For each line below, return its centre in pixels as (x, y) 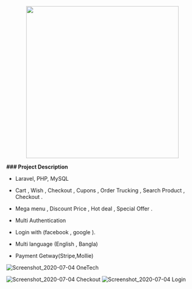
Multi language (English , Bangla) (57, 244)
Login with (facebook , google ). (55, 232)
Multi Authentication (41, 220)
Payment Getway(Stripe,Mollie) (54, 256)
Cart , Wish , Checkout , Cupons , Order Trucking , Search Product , (100, 190)
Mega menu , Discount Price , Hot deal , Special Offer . (84, 209)
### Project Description (37, 167)
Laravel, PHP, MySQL (42, 179)
